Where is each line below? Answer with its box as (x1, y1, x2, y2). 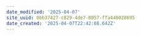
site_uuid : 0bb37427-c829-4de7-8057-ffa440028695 (6, 15, 136, 21)
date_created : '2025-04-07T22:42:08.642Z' (6, 20, 116, 26)
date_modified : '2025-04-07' (6, 9, 81, 15)
